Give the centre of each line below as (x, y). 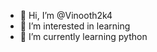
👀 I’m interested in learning (75, 26)
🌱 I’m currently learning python (83, 36)
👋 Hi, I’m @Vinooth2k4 (66, 15)
